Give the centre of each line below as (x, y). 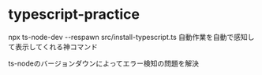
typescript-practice (74, 14)
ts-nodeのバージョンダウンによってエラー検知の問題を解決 (104, 63)
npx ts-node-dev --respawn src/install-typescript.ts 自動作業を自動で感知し (131, 37)
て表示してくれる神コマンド (53, 46)
